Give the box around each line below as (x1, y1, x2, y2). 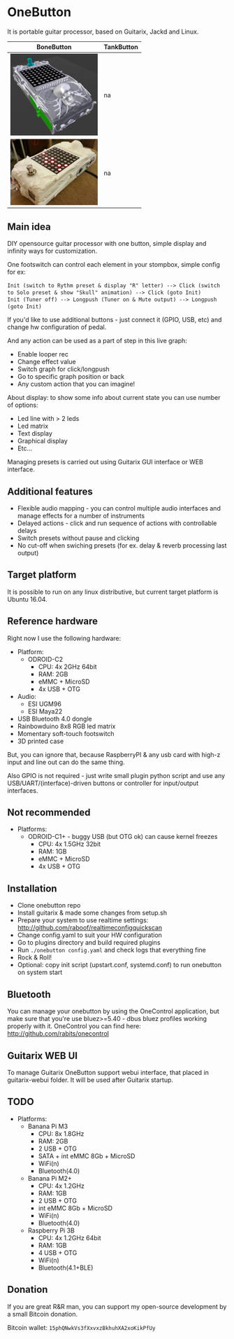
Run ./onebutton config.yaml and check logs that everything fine (17, 946, 206, 955)
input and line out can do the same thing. (7, 758, 125, 766)
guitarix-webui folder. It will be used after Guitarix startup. (7, 1076, 173, 1084)
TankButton (103, 43, 138, 51)
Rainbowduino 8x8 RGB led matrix (17, 722, 116, 730)
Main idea (7, 221, 51, 233)
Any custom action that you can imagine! (17, 380, 136, 389)
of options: (7, 401, 38, 410)
